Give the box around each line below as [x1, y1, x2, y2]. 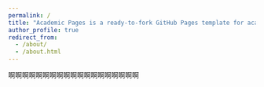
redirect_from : [8, 33, 58, 42]
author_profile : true [8, 26, 79, 34]
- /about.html [15, 48, 61, 56]
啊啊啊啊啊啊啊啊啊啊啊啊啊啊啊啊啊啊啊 [8, 71, 139, 79]
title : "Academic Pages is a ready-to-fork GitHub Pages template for [8, 19, 244, 27]
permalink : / [8, 11, 51, 20]
